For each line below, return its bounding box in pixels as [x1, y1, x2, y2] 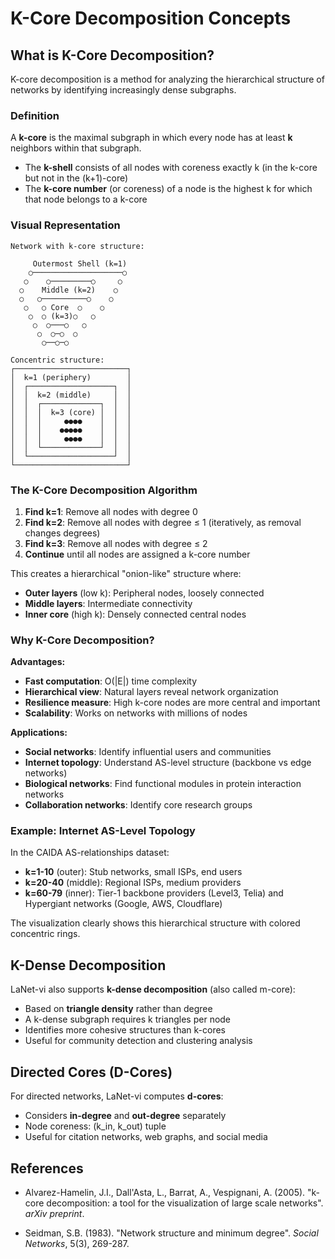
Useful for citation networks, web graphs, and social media [24, 1131, 268, 1143]
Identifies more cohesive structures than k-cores [24, 1024, 226, 1036]
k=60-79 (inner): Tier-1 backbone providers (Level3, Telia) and [24, 887, 284, 899]
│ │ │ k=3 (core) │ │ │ [10, 407, 132, 417]
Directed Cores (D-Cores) [10, 1063, 173, 1081]
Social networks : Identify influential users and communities [24, 746, 272, 758]
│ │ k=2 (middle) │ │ [10, 390, 132, 400]
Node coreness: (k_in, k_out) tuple [24, 1120, 167, 1132]
